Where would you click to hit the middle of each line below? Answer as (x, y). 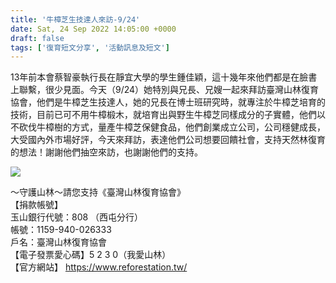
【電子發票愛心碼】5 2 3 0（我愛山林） (91, 255)
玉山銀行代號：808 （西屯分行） (77, 217)
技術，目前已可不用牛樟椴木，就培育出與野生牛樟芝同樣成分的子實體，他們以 (168, 115)
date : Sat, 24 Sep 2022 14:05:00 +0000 (93, 29)
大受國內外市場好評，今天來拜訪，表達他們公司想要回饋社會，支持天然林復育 (168, 140)
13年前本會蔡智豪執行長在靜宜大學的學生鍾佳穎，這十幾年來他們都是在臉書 (164, 77)
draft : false (37, 38)
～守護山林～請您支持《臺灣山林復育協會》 (98, 192)
